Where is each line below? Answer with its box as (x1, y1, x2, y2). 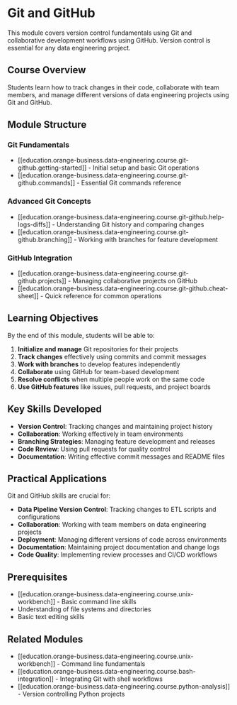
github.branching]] (17, 235, 73, 244)
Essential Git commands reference (81, 179, 182, 187)
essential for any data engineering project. (7, 43, 131, 52)
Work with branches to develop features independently (17, 360, 180, 368)
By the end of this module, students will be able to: (7, 331, 156, 339)
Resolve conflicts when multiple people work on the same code (17, 375, 205, 383)
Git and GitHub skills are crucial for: (7, 491, 111, 500)
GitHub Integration (7, 253, 73, 263)
